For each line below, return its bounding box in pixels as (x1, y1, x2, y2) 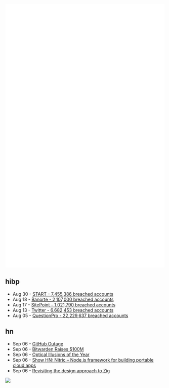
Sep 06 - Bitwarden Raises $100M (12, 346, 84, 352)
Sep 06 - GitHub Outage (12, 340, 64, 346)
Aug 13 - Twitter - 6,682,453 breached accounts (12, 307, 114, 313)
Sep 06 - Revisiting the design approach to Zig (12, 367, 110, 374)
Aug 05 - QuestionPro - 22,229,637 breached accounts (12, 312, 129, 319)
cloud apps (12, 362, 36, 368)
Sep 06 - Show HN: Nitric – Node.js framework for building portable (12, 357, 154, 363)
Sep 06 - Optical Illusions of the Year (12, 351, 90, 358)
